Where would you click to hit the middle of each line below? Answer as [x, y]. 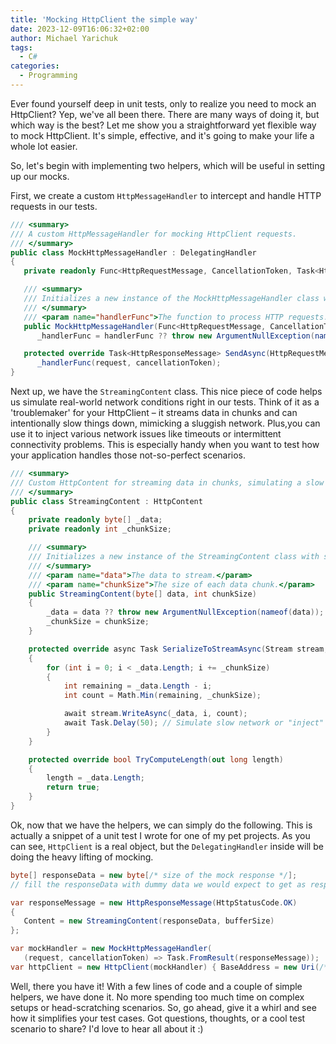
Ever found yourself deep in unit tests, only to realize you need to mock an [163, 103]
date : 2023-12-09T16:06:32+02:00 [80, 29]
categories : [35, 66]
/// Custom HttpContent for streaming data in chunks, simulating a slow [167, 482]
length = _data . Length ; [95, 778]
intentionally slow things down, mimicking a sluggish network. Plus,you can [165, 423]
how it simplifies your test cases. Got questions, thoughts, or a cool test [158, 1018]
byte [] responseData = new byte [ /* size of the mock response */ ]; [154, 875]
